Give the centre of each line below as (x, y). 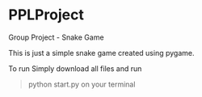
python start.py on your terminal (82, 84)
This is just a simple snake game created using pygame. (101, 53)
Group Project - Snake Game (56, 37)
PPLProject (46, 15)
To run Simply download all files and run (75, 68)
